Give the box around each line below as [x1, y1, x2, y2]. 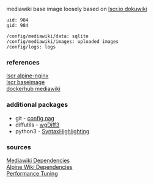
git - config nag [15, 114, 55, 122]
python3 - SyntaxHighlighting [15, 127, 90, 134]
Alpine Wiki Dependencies [6, 163, 73, 171]
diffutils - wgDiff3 [15, 121, 60, 128]
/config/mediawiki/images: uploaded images [6, 39, 119, 45]
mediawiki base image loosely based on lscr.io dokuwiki [6, 6, 148, 12]
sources [6, 142, 32, 151]
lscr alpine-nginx [6, 72, 49, 79]
